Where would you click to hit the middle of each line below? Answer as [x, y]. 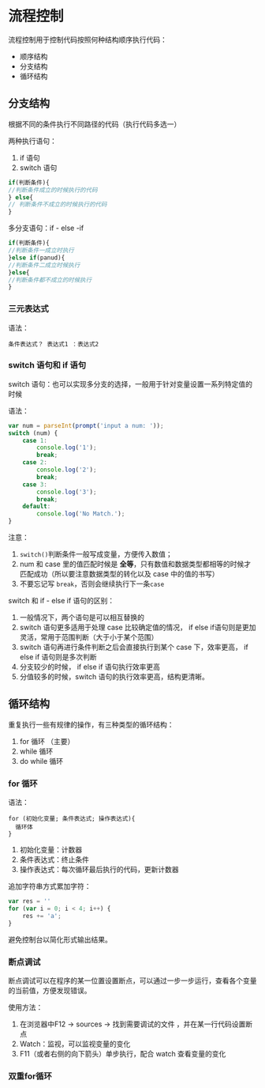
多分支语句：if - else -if [46, 228]
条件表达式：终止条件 [54, 859]
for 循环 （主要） [47, 741]
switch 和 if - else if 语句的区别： [62, 601]
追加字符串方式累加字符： [50, 886]
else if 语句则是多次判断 [58, 657]
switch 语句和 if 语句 [47, 365]
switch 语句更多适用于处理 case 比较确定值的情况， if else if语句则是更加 [138, 627]
